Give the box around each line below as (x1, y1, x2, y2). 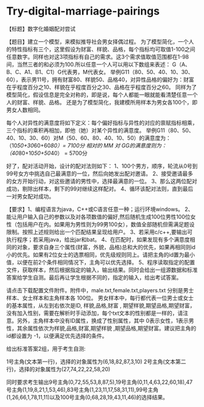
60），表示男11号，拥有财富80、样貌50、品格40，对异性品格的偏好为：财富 (6, 76, 194, 83)
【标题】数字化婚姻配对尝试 (6, 25, 76, 32)
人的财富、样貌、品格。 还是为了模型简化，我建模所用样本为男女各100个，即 (6, 98, 198, 106)
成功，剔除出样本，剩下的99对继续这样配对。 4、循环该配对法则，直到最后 (6, 185, 194, 192)
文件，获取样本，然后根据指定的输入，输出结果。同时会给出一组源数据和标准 (6, 266, 198, 274)
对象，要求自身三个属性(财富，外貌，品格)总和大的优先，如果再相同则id (16, 243, 196, 251)
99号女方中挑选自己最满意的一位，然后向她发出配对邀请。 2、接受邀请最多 (6, 170, 193, 177)
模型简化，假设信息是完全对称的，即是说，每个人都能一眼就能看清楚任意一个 (6, 91, 198, 98)
